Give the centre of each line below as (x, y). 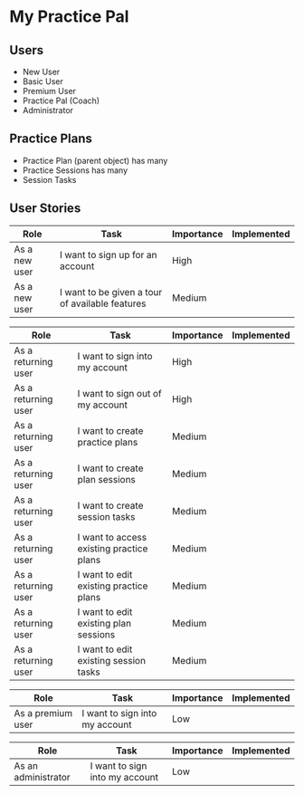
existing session (112, 660)
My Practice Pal (69, 17)
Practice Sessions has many (75, 170)
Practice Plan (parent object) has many (95, 160)
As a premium (43, 713)
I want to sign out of (119, 393)
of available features (103, 303)
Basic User (43, 81)
